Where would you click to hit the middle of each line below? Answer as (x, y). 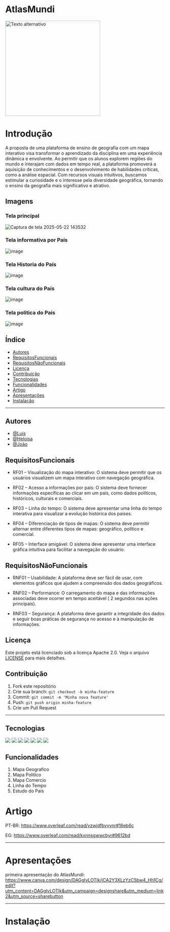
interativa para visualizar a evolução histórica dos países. (72, 514)
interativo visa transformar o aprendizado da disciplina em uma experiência (84, 153)
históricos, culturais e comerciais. (48, 498)
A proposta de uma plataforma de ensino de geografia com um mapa (77, 148)
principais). (24, 604)
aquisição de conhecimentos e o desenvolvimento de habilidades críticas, (82, 169)
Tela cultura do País (30, 289)
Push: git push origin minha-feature (52, 702)
